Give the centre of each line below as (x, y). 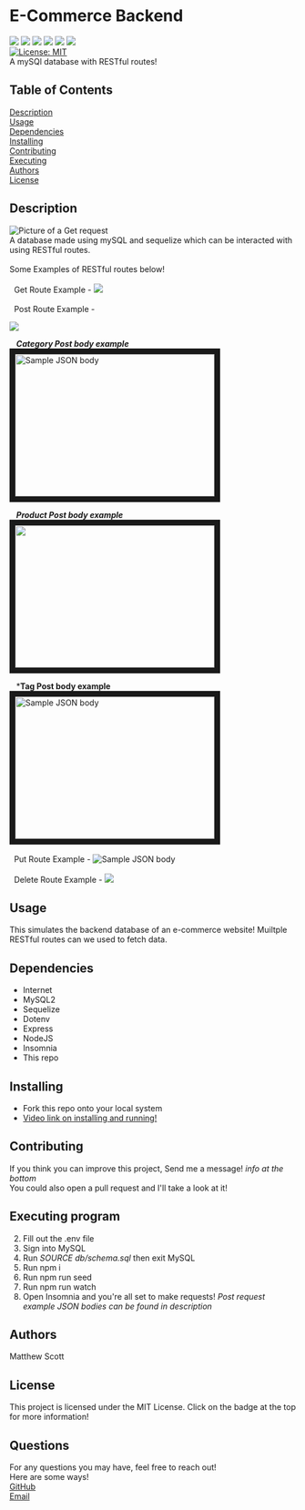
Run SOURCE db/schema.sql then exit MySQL (109, 1258)
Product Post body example (70, 514)
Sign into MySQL (54, 1248)
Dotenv (36, 1019)
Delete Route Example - (58, 879)
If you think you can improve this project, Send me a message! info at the (147, 1168)
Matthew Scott (37, 1356)
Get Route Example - (52, 289)
